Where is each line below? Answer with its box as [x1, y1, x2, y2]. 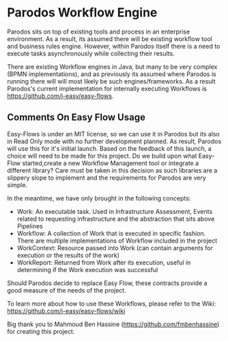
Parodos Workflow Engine [7, 5, 158, 21]
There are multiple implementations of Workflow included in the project [16, 236, 218, 245]
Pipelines [16, 221, 43, 230]
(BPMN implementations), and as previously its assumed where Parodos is [7, 70, 216, 78]
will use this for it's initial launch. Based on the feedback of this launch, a [7, 144, 212, 152]
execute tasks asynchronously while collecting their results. [7, 49, 175, 58]
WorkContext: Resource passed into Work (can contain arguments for [16, 243, 213, 252]
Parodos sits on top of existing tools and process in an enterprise [7, 27, 190, 36]
